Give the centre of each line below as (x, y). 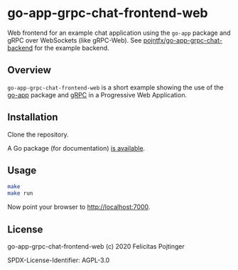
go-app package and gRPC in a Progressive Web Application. (97, 94)
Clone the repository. (38, 134)
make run (20, 193)
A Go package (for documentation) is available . (76, 148)
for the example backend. (72, 48)
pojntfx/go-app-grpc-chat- (183, 40)
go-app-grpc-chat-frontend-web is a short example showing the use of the (115, 87)
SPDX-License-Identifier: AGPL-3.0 (59, 260)
